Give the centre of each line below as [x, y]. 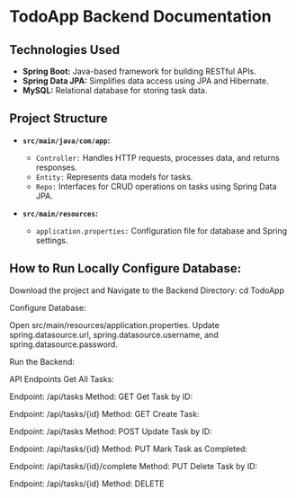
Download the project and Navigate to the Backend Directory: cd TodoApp [147, 290]
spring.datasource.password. [64, 344]
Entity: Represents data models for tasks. [114, 176]
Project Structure [58, 119]
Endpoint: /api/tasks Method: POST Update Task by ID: [111, 431]
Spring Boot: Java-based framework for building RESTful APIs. [139, 71]
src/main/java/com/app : [66, 140]
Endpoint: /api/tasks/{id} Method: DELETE [87, 484]
